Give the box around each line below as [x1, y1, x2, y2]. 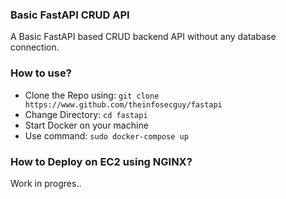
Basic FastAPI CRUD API [10, 8, 130, 22]
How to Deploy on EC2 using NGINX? [10, 154, 193, 168]
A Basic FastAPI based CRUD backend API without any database [10, 31, 277, 43]
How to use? [10, 66, 72, 80]
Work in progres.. [10, 177, 82, 189]
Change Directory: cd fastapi [24, 108, 148, 120]
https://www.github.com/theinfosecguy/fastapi [24, 99, 223, 110]
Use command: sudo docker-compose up [24, 129, 189, 142]
